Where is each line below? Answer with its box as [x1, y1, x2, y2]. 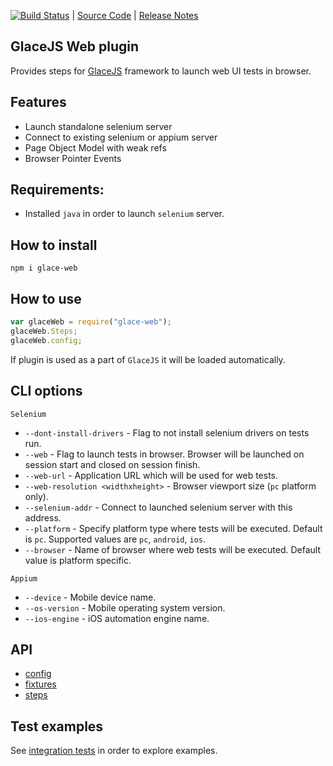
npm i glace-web [10, 263, 78, 274]
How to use [10, 290, 82, 307]
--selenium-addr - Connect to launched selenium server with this [24, 501, 293, 513]
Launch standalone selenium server [24, 120, 173, 132]
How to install [10, 236, 98, 254]
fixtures [24, 678, 57, 690]
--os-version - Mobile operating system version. [24, 601, 226, 614]
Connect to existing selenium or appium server [24, 131, 218, 143]
